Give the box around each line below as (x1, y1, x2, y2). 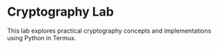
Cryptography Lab (7, 4, 115, 20)
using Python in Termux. (7, 33, 77, 42)
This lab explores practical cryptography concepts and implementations (7, 27, 212, 35)
